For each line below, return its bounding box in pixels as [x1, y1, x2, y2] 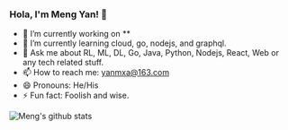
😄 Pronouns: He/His [22, 80, 99, 91]
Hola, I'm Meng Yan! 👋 [9, 8, 108, 21]
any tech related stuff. [22, 57, 104, 68]
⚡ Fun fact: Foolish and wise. [22, 90, 130, 101]
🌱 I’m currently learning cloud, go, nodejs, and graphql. [22, 38, 227, 48]
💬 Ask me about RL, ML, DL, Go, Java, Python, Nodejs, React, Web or [22, 48, 279, 58]
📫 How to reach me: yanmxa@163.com [22, 67, 169, 78]
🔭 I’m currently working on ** [22, 29, 130, 39]
